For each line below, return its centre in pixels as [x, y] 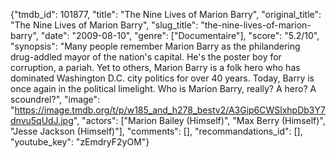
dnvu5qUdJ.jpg [42, 120]
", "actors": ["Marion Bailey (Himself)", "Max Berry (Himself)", [199, 120]
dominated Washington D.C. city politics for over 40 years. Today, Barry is [162, 78]
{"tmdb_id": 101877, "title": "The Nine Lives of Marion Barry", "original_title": [166, 14]
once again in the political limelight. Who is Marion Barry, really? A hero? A [163, 88]
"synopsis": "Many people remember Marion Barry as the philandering [155, 46]
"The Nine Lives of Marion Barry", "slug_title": [104, 25]
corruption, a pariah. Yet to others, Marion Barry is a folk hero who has [155, 67]
